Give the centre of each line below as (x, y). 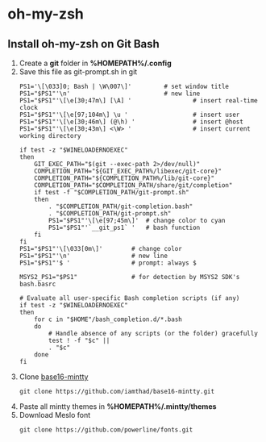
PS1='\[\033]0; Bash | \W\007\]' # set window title (124, 86)
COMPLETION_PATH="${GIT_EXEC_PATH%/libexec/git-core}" (128, 171)
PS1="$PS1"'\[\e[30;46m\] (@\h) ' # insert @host (131, 122)
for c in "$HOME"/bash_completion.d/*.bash (108, 319)
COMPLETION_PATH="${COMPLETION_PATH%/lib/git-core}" (125, 178)
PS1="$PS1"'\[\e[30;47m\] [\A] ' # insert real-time (139, 101)
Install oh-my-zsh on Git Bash (84, 44)
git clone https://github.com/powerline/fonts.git (106, 430)
